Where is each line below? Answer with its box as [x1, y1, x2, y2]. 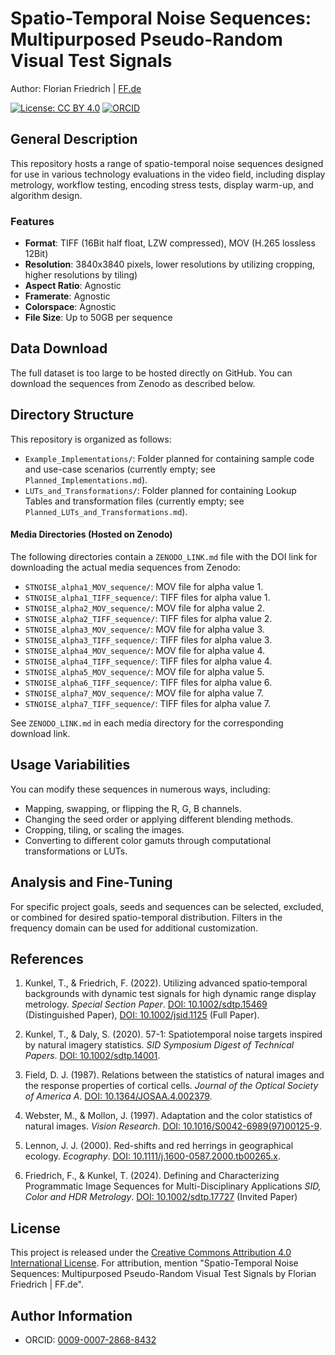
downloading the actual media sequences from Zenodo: [10, 561, 241, 573]
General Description [10, 131, 138, 148]
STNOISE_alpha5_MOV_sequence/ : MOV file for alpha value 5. [24, 665, 265, 677]
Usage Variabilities [10, 757, 131, 774]
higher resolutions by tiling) [24, 269, 138, 281]
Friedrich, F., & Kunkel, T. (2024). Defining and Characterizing [24, 1170, 280, 1182]
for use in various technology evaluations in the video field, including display [10, 168, 326, 180]
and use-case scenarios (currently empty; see [24, 463, 217, 475]
